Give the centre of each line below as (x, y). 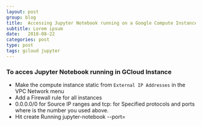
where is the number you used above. (62, 110)
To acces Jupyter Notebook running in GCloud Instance (89, 71)
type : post (20, 46)
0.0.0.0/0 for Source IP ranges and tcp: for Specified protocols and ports (105, 104)
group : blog (21, 17)
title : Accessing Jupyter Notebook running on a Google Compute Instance (102, 23)
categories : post (28, 40)
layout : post (23, 12)
